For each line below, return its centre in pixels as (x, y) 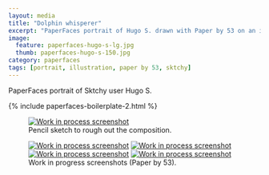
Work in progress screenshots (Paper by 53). (102, 162)
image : (19, 38)
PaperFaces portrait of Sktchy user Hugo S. (80, 90)
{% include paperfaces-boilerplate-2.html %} (83, 105)
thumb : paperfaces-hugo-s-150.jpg (73, 53)
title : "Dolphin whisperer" (55, 23)
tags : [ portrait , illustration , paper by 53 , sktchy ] (100, 68)
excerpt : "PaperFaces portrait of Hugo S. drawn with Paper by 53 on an (132, 30)
